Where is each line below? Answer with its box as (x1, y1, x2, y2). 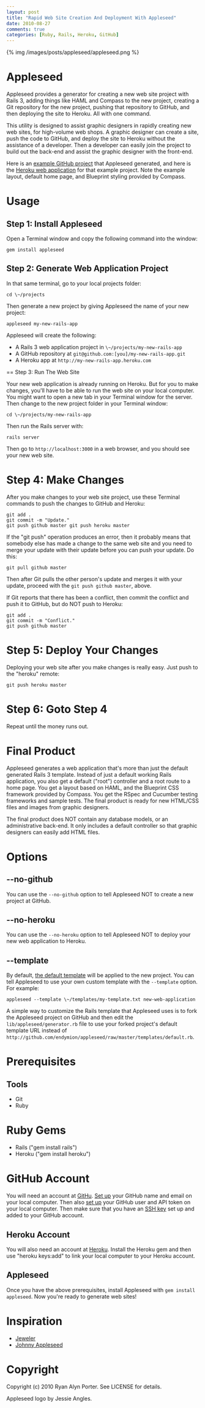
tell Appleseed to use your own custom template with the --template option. (6, 978, 198, 985)
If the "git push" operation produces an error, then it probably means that (6, 533, 191, 541)
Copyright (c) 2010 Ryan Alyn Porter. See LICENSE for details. (6, 1383, 162, 1390)
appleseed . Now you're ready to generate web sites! (6, 1293, 137, 1300)
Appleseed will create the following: (6, 331, 97, 339)
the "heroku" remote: (6, 670, 60, 677)
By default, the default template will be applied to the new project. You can (6, 972, 195, 979)
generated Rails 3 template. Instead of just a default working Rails (6, 771, 172, 778)
